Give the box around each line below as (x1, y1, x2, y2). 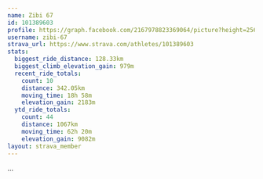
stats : (7, 48, 29, 55)
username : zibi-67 (7, 33, 68, 41)
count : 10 (21, 77, 54, 84)
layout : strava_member (7, 142, 82, 150)
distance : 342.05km (21, 84, 86, 92)
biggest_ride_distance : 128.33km (14, 55, 124, 63)
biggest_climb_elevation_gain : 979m (14, 63, 134, 70)
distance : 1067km (21, 120, 79, 128)
